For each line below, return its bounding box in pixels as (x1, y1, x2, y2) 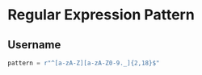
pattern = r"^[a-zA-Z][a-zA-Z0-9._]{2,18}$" (7, 59, 160, 67)
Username (7, 38, 61, 52)
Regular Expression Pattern (7, 6, 195, 24)
